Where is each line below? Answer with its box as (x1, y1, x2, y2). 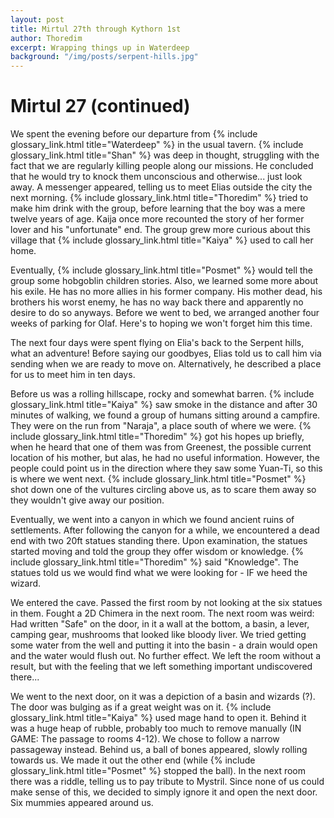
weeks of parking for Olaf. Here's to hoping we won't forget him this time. (10, 317, 313, 330)
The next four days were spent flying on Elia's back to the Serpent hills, (10, 337, 305, 349)
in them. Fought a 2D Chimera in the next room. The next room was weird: (10, 607, 315, 620)
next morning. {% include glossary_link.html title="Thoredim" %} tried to (10, 192, 309, 204)
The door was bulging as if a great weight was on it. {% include (10, 701, 272, 713)
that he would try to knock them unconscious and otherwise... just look (10, 171, 303, 183)
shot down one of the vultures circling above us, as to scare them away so (10, 484, 317, 496)
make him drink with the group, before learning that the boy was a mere (10, 202, 306, 215)
